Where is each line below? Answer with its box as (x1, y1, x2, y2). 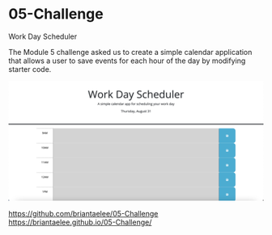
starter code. (8, 64, 52, 73)
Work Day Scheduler (8, 31, 78, 41)
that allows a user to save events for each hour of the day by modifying (8, 56, 246, 65)
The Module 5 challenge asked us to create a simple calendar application (8, 47, 253, 57)
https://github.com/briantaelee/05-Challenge (8, 209, 159, 219)
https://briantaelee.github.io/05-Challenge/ (8, 217, 152, 227)
